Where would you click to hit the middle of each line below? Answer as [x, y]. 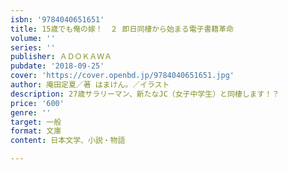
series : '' [33, 47]
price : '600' [37, 103]
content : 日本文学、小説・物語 [68, 141]
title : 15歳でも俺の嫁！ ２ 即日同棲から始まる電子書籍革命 [122, 29]
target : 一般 [36, 122]
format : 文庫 [36, 131]
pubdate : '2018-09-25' [57, 66]
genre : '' [31, 112]
